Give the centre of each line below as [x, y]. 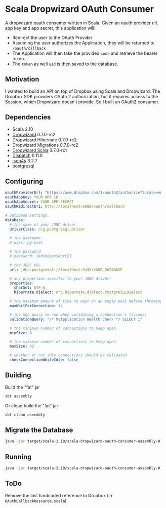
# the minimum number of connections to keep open [63, 328]
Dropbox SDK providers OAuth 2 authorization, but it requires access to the [82, 96]
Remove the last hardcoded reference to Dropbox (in [59, 495]
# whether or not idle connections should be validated [68, 355]
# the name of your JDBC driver [43, 225]
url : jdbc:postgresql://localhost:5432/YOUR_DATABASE [66, 270]
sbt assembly [19, 396]
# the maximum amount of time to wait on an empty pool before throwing [86, 301]
